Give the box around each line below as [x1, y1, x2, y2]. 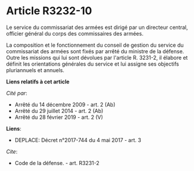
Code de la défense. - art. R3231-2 [14, 159, 99, 166]
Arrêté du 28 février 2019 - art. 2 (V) [14, 114, 104, 121]
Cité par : [6, 89, 28, 96]
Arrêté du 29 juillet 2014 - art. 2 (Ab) [14, 107, 104, 114]
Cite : [6, 148, 18, 155]
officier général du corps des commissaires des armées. [6, 30, 144, 37]
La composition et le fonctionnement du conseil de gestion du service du [6, 41, 184, 49]
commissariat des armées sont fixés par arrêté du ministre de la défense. [6, 47, 185, 54]
